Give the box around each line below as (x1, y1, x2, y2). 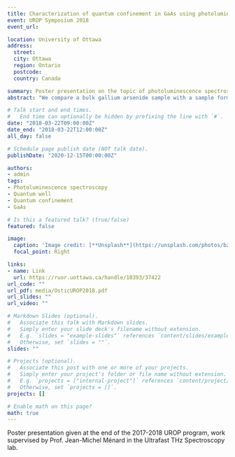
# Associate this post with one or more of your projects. (7, 365, 190, 372)
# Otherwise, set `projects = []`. (7, 384, 117, 391)
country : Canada (13, 75, 61, 82)
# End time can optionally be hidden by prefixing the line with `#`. (7, 113, 224, 120)
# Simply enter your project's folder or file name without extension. (7, 371, 227, 378)
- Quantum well (7, 190, 52, 197)
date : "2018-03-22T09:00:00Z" (7, 120, 96, 127)
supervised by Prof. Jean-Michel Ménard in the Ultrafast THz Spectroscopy (7, 436, 225, 444)
